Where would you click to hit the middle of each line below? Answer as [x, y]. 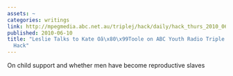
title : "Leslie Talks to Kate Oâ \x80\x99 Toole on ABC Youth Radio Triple [116, 39]
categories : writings [38, 20]
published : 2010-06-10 [40, 33]
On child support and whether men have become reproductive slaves [106, 65]
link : [15, 26]
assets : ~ [21, 13]
